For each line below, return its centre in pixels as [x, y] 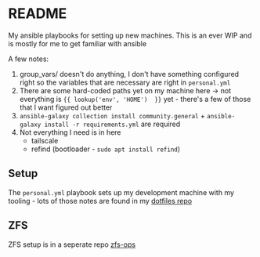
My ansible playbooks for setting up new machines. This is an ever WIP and [130, 35]
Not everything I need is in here [70, 132]
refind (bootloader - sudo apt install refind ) [106, 149]
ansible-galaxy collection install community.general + [112, 115]
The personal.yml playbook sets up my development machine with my [121, 192]
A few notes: [29, 59]
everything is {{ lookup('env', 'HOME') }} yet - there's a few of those [135, 99]
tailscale [45, 140]
